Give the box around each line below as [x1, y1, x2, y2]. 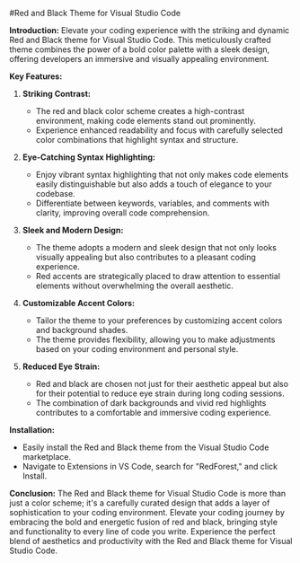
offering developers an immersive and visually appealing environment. [9, 54, 269, 64]
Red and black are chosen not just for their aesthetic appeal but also [35, 379, 289, 389]
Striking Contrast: [22, 89, 92, 99]
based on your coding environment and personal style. [35, 344, 239, 354]
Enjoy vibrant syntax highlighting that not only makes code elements [35, 170, 289, 180]
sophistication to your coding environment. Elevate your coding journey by [9, 507, 286, 517]
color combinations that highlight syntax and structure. [35, 135, 239, 145]
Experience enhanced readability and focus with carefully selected [35, 125, 283, 136]
